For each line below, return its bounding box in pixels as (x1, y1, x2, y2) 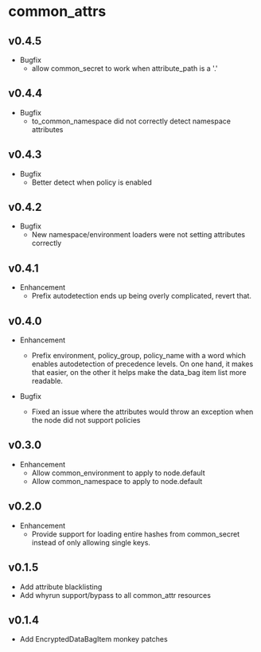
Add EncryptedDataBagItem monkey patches (19, 634, 169, 644)
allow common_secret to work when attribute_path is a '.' (31, 64, 218, 73)
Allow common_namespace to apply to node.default (31, 476, 203, 486)
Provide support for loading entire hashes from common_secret (31, 529, 240, 539)
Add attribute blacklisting (19, 582, 103, 591)
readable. (31, 377, 64, 386)
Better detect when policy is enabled (31, 178, 153, 187)
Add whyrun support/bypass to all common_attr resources (19, 590, 211, 599)
